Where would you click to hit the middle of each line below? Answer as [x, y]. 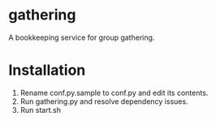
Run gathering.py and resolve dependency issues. [104, 101]
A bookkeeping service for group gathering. [82, 37]
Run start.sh [40, 110]
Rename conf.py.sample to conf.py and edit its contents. [114, 93]
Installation [47, 70]
